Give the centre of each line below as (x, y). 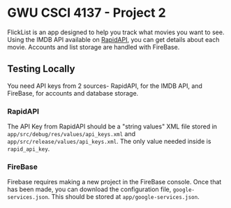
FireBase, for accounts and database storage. (73, 93)
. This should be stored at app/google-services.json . (124, 197)
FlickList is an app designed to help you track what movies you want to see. (116, 32)
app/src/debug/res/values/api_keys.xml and (72, 134)
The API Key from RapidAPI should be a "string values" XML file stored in (112, 126)
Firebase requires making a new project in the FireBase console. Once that (114, 182)
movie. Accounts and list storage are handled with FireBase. (94, 47)
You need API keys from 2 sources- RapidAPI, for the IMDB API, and (105, 86)
